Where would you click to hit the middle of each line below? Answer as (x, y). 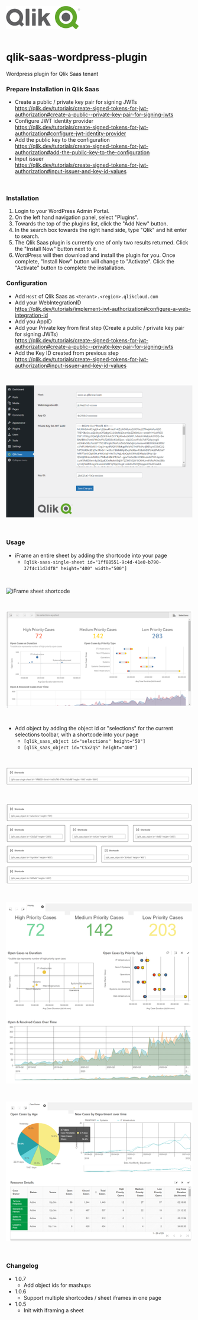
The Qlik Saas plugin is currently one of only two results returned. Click (101, 243)
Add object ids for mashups (57, 1285)
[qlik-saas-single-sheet (54, 562)
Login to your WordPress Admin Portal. (62, 211)
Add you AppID (33, 321)
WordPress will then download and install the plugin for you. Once (95, 255)
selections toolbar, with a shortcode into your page (77, 734)
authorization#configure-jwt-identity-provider (70, 133)
